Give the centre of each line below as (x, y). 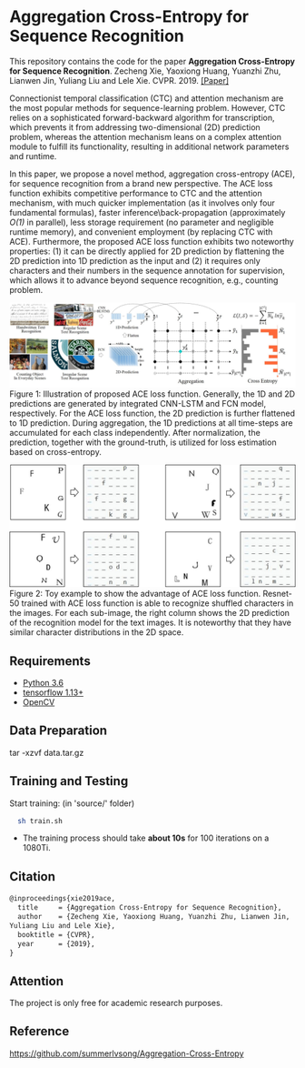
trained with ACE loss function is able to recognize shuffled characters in (157, 603)
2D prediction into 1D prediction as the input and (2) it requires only (135, 260)
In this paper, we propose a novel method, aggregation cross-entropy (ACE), (152, 174)
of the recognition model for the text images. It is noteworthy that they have (151, 623)
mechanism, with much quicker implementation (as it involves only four (142, 203)
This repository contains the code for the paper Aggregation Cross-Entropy (152, 61)
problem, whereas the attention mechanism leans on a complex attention (146, 136)
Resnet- (277, 594)
